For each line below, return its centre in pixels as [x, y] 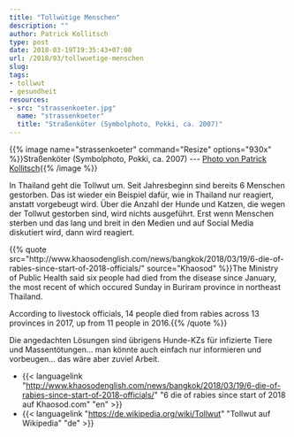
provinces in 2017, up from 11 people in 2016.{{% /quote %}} [118, 323]
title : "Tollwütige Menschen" [65, 17]
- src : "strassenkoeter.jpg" [63, 108]
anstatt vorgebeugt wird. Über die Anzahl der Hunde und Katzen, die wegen [147, 204]
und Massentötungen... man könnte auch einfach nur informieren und [136, 349]
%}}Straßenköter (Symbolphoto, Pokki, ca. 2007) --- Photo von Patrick [138, 159]
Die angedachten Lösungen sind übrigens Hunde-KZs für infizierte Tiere [141, 340]
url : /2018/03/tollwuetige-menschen [76, 58]
